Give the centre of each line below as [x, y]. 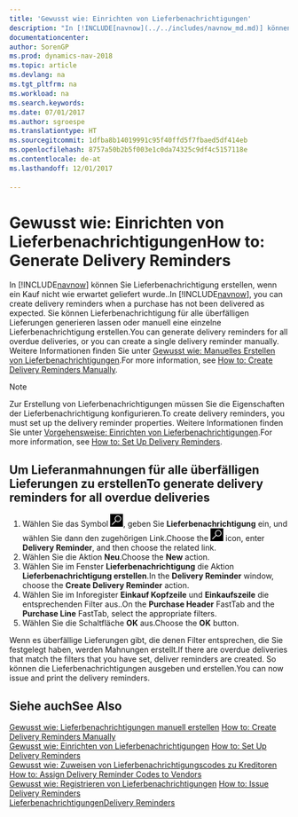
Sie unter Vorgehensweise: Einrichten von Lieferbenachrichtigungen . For [141, 432]
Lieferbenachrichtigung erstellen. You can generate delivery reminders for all [149, 332]
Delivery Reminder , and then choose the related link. [119, 548]
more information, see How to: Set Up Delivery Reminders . [116, 442]
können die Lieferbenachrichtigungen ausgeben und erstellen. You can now [146, 669]
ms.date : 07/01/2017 [47, 112]
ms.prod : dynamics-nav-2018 [61, 56]
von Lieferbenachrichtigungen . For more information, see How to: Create [141, 360]
